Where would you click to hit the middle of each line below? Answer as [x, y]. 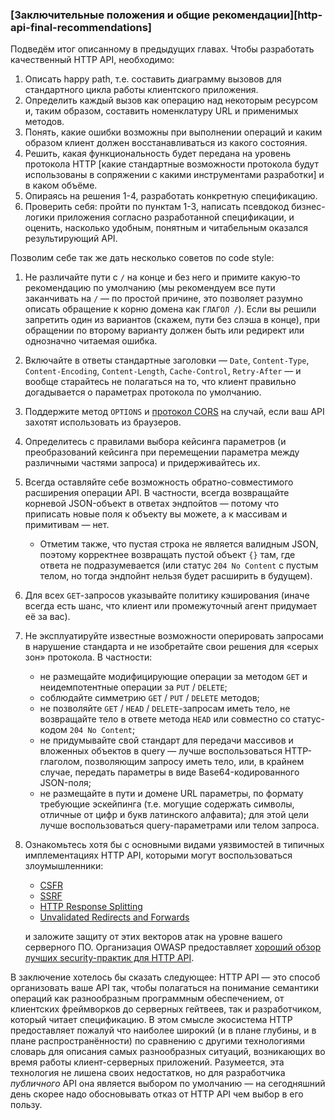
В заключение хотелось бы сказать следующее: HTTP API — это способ [165, 977]
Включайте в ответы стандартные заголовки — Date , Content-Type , [167, 360]
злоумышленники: [64, 866]
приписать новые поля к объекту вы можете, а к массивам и [156, 514]
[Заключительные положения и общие [110, 15]
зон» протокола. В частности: [88, 657]
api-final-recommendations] [81, 27]
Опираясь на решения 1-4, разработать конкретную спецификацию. [171, 196]
